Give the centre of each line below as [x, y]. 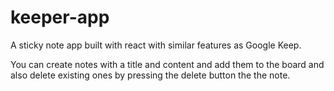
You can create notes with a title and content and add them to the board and [167, 64]
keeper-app [60, 17]
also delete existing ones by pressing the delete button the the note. [150, 75]
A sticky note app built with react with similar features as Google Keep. [156, 45]
